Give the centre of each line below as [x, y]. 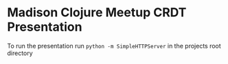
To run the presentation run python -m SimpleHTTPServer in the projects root [114, 46]
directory [20, 53]
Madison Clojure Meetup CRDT [97, 13]
